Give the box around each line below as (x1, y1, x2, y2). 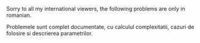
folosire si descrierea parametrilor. (6, 30, 93, 37)
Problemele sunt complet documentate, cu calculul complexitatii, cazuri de (6, 24, 194, 30)
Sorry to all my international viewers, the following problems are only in (6, 5, 185, 12)
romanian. (6, 12, 32, 19)
